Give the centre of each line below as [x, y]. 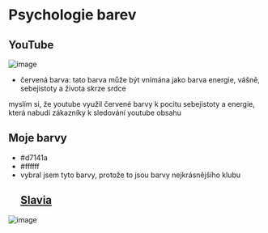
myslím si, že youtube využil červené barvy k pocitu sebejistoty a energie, [132, 104]
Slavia [36, 200]
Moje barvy [38, 138]
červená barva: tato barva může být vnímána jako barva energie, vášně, [140, 80]
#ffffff [30, 166]
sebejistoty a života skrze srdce [73, 88]
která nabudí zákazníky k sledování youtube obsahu [95, 112]
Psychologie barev [72, 15]
